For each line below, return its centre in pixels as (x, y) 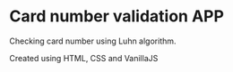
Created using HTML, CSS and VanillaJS (84, 58)
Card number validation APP (116, 16)
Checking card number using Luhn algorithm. (93, 41)
